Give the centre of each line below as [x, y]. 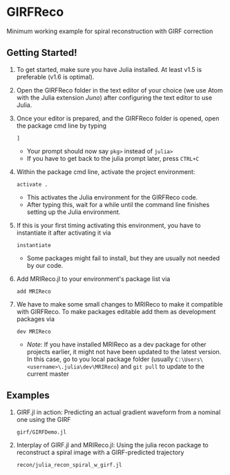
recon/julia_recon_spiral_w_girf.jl [69, 465]
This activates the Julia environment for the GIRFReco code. [112, 197]
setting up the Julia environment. [74, 212]
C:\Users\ [189, 360]
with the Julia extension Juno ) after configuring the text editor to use [114, 97]
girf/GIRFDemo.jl [41, 432]
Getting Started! [42, 53]
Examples [28, 395]
